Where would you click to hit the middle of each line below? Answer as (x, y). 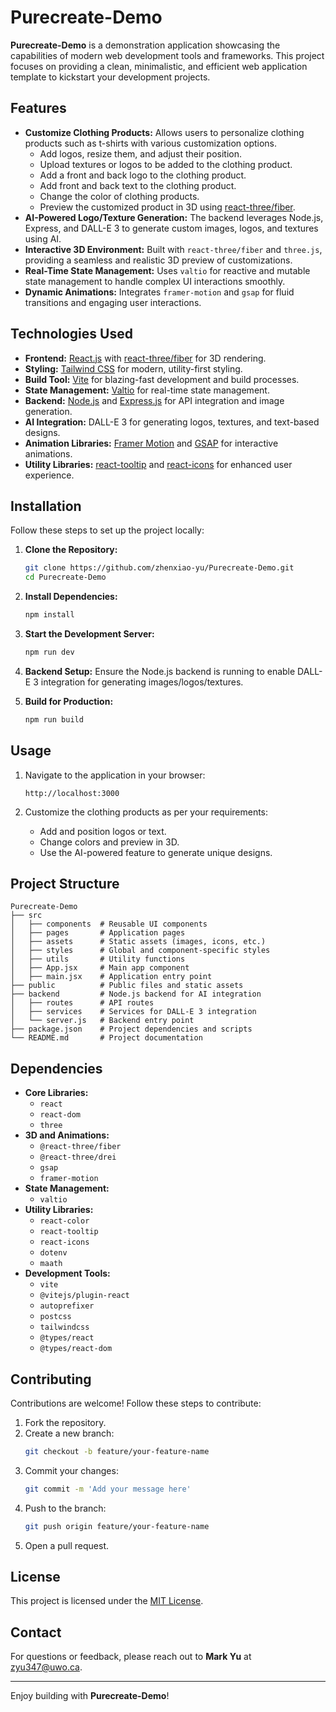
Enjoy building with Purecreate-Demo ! (90, 1696)
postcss (55, 1317)
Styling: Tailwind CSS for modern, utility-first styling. (133, 368)
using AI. (43, 238)
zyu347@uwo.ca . (46, 1667)
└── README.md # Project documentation (106, 1038)
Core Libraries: (56, 1093)
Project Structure (65, 883)
